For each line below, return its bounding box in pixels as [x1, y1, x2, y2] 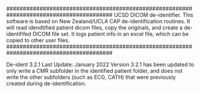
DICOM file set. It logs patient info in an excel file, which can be [32, 30, 189, 38]
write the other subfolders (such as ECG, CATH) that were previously [6, 74, 176, 80]
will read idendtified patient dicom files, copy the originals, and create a [6, 24, 183, 31]
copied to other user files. [6, 37, 70, 44]
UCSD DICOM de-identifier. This [113, 11, 193, 18]
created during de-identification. [6, 80, 87, 87]
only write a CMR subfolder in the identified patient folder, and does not [6, 67, 183, 74]
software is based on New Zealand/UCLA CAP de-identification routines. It [6, 18, 190, 24]
